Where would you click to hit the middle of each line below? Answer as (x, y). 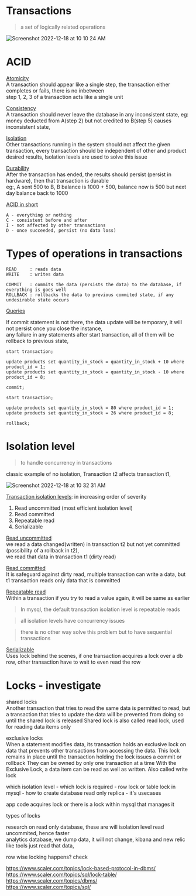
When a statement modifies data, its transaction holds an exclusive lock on (96, 744)
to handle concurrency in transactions (66, 462)
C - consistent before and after (47, 220)
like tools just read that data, (40, 845)
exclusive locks (25, 738)
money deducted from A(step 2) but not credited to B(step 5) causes (89, 121)
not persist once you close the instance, (54, 328)
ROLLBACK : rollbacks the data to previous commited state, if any (90, 295)
